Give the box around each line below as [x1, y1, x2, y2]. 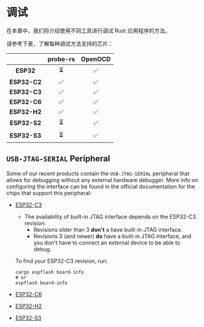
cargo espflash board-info [15, 269, 84, 275]
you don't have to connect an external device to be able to [33, 239, 180, 246]
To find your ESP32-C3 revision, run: [15, 257, 108, 265]
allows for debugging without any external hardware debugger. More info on [6, 176, 199, 183]
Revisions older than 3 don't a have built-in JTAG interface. [33, 226, 183, 233]
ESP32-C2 [9, 78, 42, 86]
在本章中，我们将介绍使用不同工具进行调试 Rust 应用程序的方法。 [6, 27, 171, 34]
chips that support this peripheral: [6, 189, 92, 196]
